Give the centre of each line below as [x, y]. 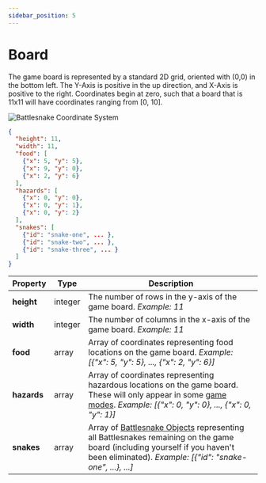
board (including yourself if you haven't [161, 447]
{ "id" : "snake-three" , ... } [70, 249]
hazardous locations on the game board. [163, 385]
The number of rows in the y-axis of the [163, 297]
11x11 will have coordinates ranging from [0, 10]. [85, 102]
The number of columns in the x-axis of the [169, 320]
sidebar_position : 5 [42, 15]
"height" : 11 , [38, 139]
